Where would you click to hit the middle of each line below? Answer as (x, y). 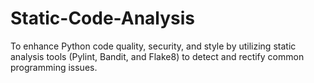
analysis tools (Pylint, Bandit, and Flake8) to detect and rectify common (157, 56)
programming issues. (54, 67)
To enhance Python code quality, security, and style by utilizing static (153, 46)
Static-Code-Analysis (103, 18)
